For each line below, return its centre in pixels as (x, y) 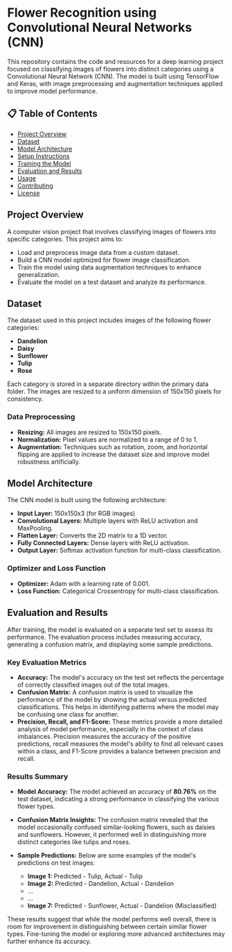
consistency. (25, 399)
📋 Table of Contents (53, 114)
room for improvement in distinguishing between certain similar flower (107, 927)
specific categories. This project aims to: (65, 239)
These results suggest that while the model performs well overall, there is (112, 919)
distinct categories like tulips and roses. (74, 842)
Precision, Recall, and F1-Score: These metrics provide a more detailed (120, 721)
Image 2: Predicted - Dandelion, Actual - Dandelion (101, 884)
